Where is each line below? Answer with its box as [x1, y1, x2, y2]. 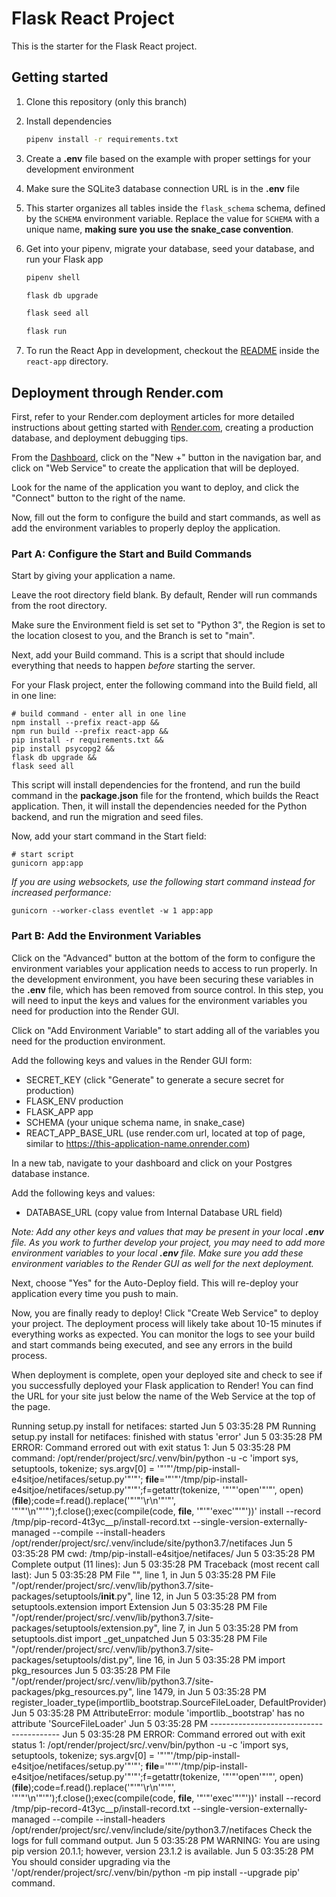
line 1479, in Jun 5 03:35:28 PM [136, 1685, 267, 1697]
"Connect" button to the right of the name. [11, 492, 186, 504]
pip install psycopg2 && [11, 744, 115, 754]
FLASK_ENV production [25, 1095, 124, 1107]
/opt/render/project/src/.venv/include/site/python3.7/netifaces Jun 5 [11, 1537, 293, 1549]
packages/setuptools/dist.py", [11, 1653, 135, 1666]
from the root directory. [11, 600, 108, 612]
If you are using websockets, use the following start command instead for [11, 876, 316, 888]
